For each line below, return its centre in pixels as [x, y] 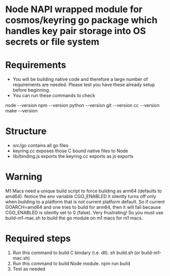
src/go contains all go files [41, 146]
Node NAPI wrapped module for [74, 9]
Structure [26, 131]
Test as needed [29, 269]
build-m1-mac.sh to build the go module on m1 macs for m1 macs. [74, 218]
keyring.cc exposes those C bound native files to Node [70, 151]
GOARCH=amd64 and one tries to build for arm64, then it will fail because [83, 207]
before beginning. [31, 90]
